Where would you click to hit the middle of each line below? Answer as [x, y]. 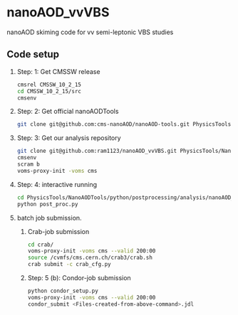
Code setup [33, 54]
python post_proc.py [47, 204]
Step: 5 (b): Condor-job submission [79, 278]
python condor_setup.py [63, 291]
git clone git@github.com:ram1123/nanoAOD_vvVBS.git [97, 151]
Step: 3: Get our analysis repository [69, 138]
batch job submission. [50, 218]
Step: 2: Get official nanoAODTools [68, 112]
